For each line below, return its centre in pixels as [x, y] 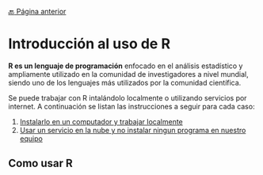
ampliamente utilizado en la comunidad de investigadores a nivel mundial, [129, 74]
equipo [31, 139]
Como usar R [40, 164]
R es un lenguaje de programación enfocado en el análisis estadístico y [126, 66]
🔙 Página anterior [37, 11]
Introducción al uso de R [90, 44]
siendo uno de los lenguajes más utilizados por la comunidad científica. [125, 82]
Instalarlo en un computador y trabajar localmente [101, 121]
